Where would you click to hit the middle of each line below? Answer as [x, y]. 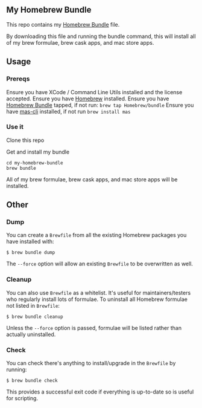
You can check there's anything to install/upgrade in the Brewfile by [91, 363]
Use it [15, 127]
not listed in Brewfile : [33, 305]
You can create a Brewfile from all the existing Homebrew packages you [96, 235]
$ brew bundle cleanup [35, 317]
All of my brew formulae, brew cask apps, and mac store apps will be [92, 179]
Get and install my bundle [38, 152]
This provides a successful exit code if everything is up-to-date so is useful [100, 392]
